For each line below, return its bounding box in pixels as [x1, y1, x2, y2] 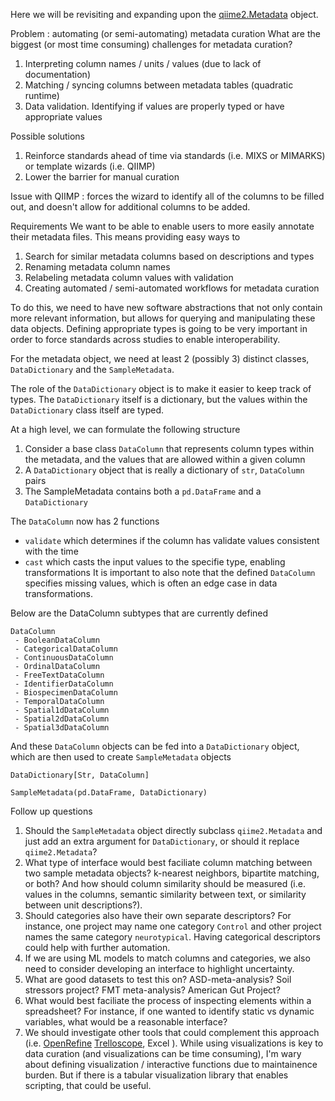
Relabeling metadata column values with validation [24, 272, 234, 283]
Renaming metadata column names [24, 261, 171, 273]
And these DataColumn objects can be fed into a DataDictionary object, [10, 740, 300, 752]
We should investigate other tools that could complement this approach [24, 1027, 320, 1038]
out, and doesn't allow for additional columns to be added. [10, 201, 251, 213]
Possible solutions [10, 130, 85, 142]
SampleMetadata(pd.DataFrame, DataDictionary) [10, 788, 208, 798]
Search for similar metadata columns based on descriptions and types [24, 250, 315, 262]
